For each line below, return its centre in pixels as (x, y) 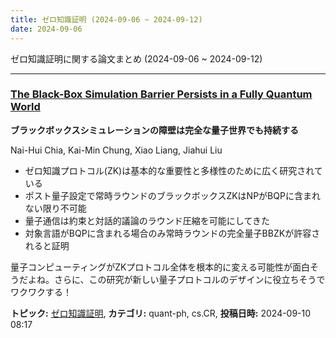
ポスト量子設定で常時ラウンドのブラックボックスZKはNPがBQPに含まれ (172, 195)
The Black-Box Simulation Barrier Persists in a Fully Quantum (161, 94)
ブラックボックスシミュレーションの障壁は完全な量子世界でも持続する (155, 130)
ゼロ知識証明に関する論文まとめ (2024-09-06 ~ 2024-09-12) (136, 58)
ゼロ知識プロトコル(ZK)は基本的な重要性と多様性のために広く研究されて (173, 170)
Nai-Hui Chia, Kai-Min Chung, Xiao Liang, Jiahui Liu (116, 150)
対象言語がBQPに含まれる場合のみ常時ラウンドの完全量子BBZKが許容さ (172, 233)
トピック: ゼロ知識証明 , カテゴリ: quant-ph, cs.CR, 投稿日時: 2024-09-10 (161, 313)
